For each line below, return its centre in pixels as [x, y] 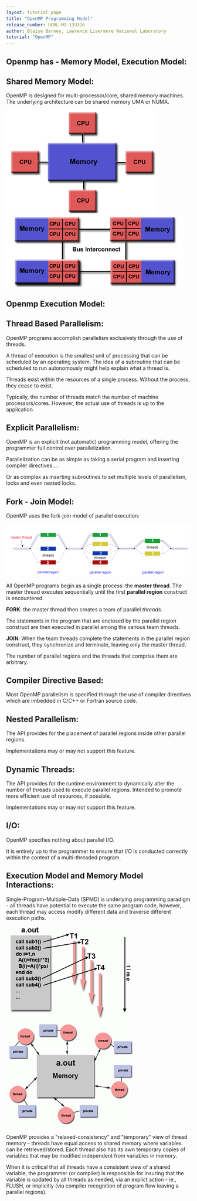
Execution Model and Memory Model [75, 876]
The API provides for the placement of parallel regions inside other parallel [96, 733]
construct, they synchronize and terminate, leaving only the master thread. [96, 644]
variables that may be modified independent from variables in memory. [92, 1155]
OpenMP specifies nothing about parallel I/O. [60, 840]
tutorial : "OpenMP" [30, 37]
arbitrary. [17, 662]
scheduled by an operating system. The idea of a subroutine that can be [93, 362]
